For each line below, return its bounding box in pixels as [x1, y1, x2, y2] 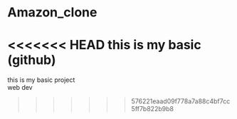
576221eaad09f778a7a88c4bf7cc [131, 97, 231, 105]
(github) [7, 52, 56, 68]
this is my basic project [7, 76, 75, 84]
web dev [7, 83, 33, 92]
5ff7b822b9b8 [131, 105, 174, 113]
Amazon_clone [7, 4, 98, 21]
